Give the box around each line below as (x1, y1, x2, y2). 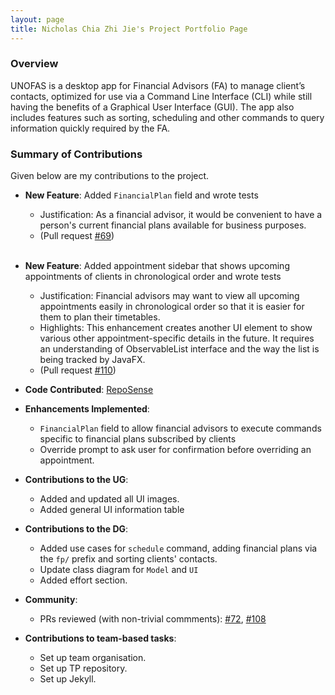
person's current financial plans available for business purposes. (39, 219, 307, 231)
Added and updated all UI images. (39, 493, 180, 505)
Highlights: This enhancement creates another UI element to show (39, 322, 313, 334)
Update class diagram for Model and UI (39, 564, 199, 576)
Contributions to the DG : (24, 523, 129, 535)
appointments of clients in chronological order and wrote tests (24, 271, 282, 283)
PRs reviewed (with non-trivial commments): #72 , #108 (39, 613, 267, 625)
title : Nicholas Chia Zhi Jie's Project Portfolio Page (10, 24, 248, 34)
